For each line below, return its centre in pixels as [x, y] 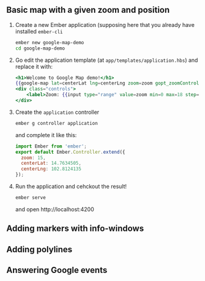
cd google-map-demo [40, 48]
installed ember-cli [39, 31]
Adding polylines [39, 249]
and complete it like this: [46, 135]
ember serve [30, 198]
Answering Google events [57, 270]
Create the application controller [57, 112]
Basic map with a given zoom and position [88, 10]
